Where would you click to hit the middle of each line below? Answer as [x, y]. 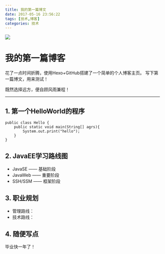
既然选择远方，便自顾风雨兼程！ [37, 89]
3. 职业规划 [22, 198]
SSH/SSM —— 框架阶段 [36, 181]
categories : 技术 [22, 23]
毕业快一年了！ [20, 247]
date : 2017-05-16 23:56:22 [33, 14]
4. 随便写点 [22, 234]
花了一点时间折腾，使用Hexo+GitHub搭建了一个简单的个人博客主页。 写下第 [82, 73]
